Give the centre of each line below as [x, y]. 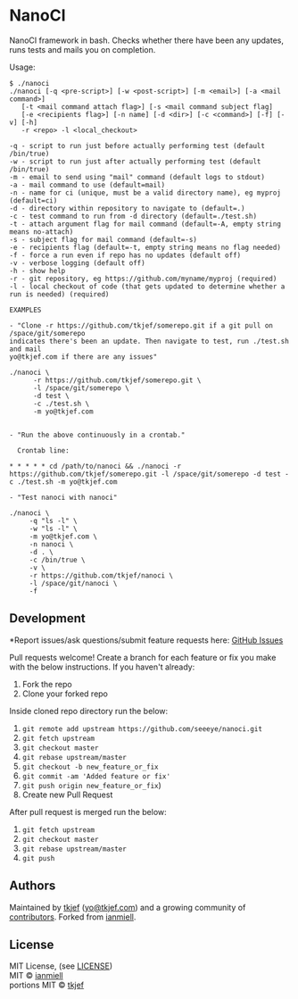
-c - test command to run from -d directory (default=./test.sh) [133, 216]
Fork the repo [47, 684]
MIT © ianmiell [37, 976]
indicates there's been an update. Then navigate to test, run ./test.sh [149, 341]
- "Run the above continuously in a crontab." [97, 435]
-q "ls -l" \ [53, 520]
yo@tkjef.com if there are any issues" [83, 357]
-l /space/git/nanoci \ [73, 583]
